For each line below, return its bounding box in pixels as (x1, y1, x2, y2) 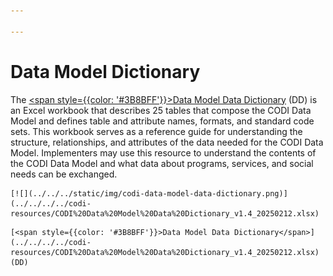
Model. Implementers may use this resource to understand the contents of (10, 146, 317, 159)
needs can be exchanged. (10, 168, 118, 180)
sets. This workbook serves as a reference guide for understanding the (10, 125, 303, 137)
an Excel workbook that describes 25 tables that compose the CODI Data (10, 104, 312, 116)
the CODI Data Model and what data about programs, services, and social (10, 157, 314, 169)
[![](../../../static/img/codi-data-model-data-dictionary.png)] (10, 188, 288, 199)
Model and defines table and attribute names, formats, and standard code (10, 115, 315, 127)
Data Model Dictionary (10, 60, 201, 83)
